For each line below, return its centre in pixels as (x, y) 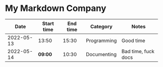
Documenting (101, 54)
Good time (133, 40)
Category (101, 26)
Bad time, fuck (138, 51)
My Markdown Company (56, 8)
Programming (101, 40)
